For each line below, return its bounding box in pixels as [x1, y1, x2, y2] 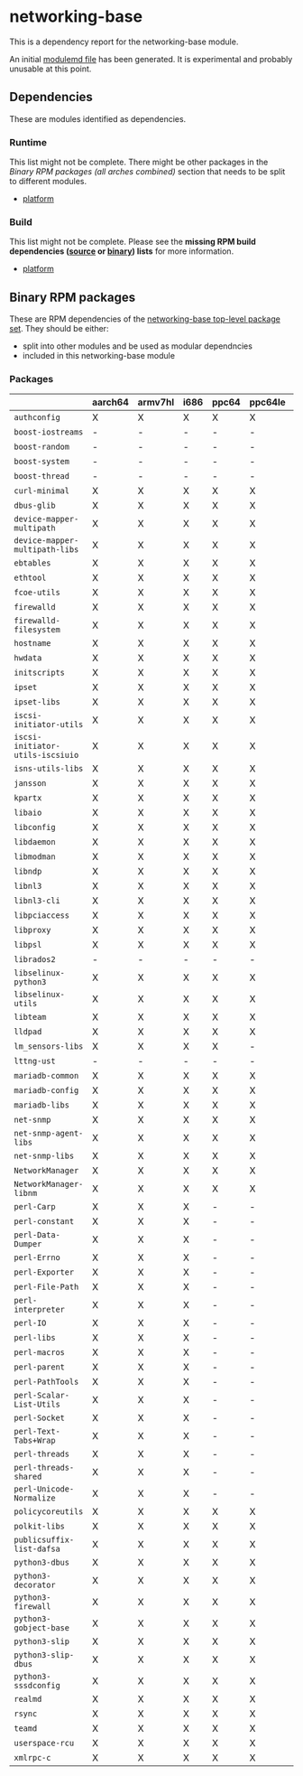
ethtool [14, 573, 47, 584]
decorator [14, 1580, 56, 1591]
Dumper [14, 1239, 42, 1249]
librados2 [14, 955, 56, 965]
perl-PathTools [14, 1377, 79, 1388]
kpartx [14, 793, 42, 803]
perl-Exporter [14, 1267, 75, 1277]
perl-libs [14, 1332, 56, 1343]
